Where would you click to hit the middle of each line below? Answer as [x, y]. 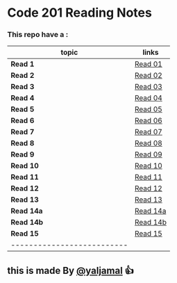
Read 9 [23, 154]
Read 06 [149, 121]
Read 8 [23, 143]
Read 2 [23, 76]
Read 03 [149, 87]
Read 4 [23, 98]
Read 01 [149, 64]
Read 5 [23, 109]
